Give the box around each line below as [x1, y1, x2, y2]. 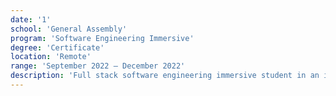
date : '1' [10, 14, 52, 25]
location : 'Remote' [10, 52, 92, 62]
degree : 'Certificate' [10, 42, 105, 53]
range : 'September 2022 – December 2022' [10, 61, 186, 71]
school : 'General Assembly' [10, 24, 128, 34]
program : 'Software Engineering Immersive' [10, 33, 195, 43]
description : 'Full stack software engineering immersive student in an [10, 71, 320, 81]
